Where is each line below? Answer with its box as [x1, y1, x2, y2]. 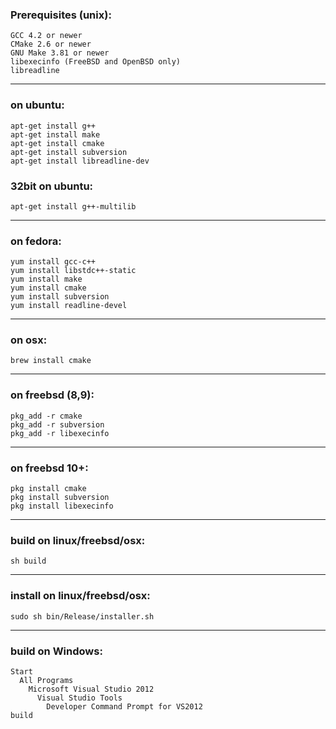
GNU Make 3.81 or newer [10, 48, 110, 58]
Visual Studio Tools [36, 693, 123, 703]
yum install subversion [10, 292, 110, 302]
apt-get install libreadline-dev [10, 156, 150, 166]
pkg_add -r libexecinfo [10, 428, 110, 438]
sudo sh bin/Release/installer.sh [10, 611, 155, 622]
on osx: [10, 333, 48, 347]
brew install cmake [10, 356, 92, 366]
